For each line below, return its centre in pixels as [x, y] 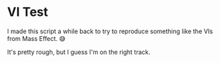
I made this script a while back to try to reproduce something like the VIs [110, 31]
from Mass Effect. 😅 [37, 38]
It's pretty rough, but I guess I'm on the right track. [79, 52]
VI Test [28, 12]
